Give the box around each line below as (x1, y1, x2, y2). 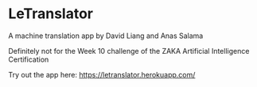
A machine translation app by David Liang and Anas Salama (8, 31, 204, 40)
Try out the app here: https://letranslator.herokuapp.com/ (8, 70, 196, 79)
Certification (8, 55, 49, 64)
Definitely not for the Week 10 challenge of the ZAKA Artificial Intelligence (8, 46, 250, 55)
